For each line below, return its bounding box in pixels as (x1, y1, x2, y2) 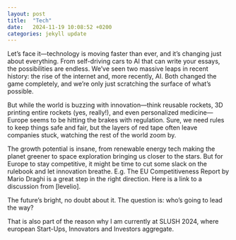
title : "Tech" (7, 17, 52, 24)
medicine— (179, 108, 213, 117)
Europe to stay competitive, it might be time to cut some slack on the (7, 160, 207, 168)
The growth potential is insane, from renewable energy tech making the (7, 144, 216, 153)
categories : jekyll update (7, 30, 87, 38)
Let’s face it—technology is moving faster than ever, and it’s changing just (7, 50, 222, 58)
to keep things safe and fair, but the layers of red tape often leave (7, 123, 198, 132)
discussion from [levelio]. (7, 182, 81, 191)
